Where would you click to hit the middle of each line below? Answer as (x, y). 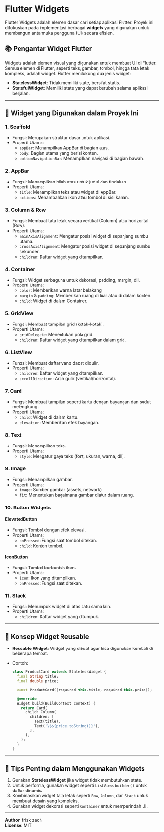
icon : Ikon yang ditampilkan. (48, 578)
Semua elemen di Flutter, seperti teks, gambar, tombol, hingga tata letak (77, 68)
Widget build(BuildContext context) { (56, 703)
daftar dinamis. (27, 791)
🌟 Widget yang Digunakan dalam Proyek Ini (72, 113)
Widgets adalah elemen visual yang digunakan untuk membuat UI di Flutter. (81, 63)
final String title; (38, 677)
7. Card (13, 391)
